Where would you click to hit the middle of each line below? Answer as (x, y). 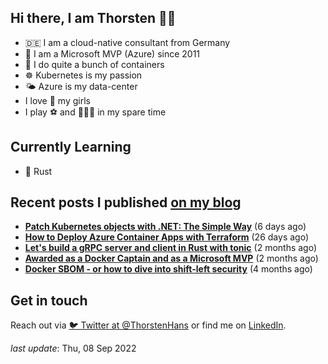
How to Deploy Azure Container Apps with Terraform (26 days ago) (166, 237)
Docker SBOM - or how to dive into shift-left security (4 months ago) (168, 269)
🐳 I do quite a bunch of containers (94, 64)
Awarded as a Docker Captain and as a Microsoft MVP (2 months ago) (171, 258)
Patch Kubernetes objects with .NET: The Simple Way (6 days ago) (165, 227)
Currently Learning (71, 147)
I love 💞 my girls (57, 100)
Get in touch (49, 300)
